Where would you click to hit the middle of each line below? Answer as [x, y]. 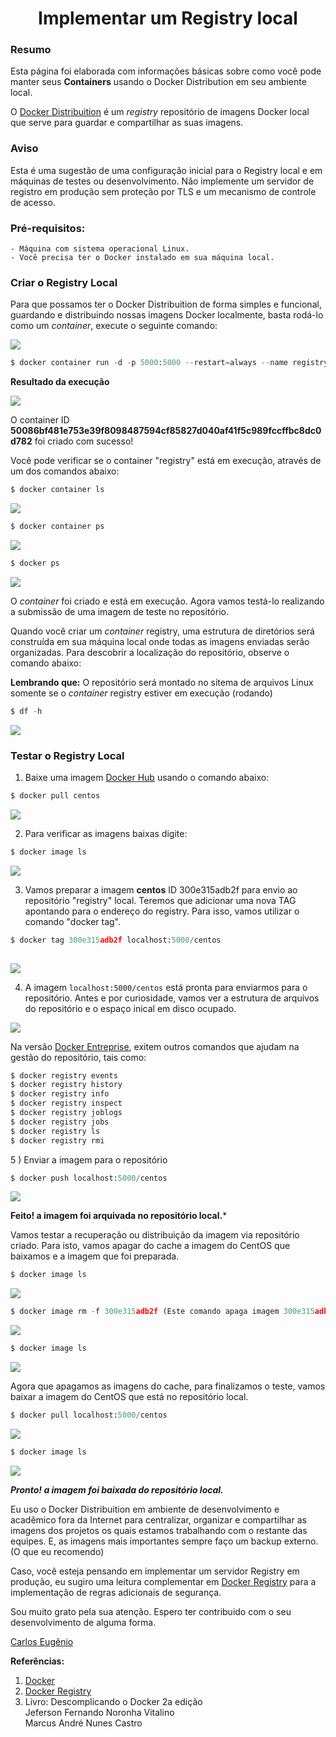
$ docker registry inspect [66, 1103]
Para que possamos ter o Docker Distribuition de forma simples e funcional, [166, 304]
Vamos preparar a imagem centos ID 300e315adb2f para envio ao [161, 889]
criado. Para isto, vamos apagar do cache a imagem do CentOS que [150, 1246]
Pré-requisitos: [48, 228]
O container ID [40, 420]
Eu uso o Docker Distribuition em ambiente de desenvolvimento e [145, 1509]
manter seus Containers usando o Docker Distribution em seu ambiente [158, 82]
